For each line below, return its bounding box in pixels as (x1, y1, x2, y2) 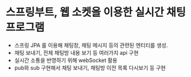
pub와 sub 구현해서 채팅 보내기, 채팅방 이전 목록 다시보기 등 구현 (14, 64, 166, 71)
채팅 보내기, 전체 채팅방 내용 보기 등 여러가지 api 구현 (14, 49, 139, 56)
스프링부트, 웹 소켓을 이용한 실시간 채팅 (5, 5, 186, 19)
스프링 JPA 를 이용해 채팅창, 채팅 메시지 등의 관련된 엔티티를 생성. (14, 42, 168, 49)
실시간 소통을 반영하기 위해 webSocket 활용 (14, 57, 118, 64)
